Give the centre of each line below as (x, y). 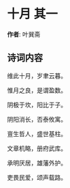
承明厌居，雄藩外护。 (37, 163)
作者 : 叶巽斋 (24, 34)
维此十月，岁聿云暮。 (37, 75)
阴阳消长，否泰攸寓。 (37, 119)
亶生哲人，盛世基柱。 (37, 133)
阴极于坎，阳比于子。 (37, 105)
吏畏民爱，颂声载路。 (37, 177)
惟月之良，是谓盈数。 (37, 90)
